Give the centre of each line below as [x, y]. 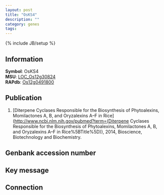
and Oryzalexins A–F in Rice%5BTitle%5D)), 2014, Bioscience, [77, 132]
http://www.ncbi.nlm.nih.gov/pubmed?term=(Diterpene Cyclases [82, 121]
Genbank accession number [51, 153]
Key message [27, 170]
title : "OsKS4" [21, 15]
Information [24, 59]
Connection [24, 187]
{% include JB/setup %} [30, 43]
